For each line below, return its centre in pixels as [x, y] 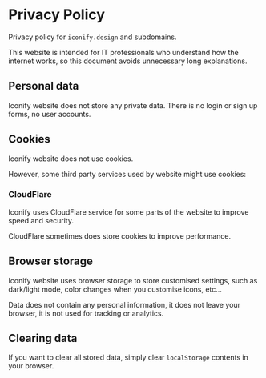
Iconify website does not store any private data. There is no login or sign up [133, 105]
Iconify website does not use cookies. [71, 159]
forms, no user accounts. [50, 114]
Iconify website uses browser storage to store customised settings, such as [133, 280]
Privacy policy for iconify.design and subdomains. [93, 37]
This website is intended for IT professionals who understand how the [123, 52]
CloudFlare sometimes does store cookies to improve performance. [119, 236]
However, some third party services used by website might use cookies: [127, 174]
